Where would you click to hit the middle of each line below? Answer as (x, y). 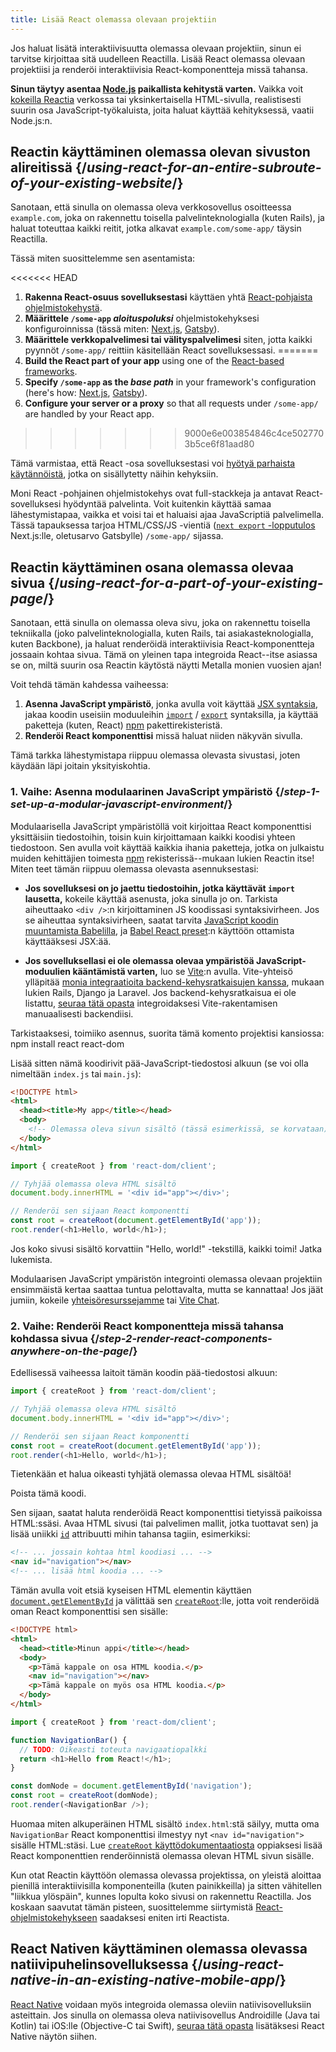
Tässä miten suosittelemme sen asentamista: (103, 258)
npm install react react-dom (67, 1043)
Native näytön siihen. (54, 2036)
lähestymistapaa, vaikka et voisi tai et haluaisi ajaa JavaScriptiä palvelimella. (167, 515)
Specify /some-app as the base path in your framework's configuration (170, 382)
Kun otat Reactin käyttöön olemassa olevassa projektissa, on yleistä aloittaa (166, 1875)
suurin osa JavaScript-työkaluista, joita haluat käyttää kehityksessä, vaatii (162, 110)
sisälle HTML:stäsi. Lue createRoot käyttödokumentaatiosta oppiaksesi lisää (166, 1845)
